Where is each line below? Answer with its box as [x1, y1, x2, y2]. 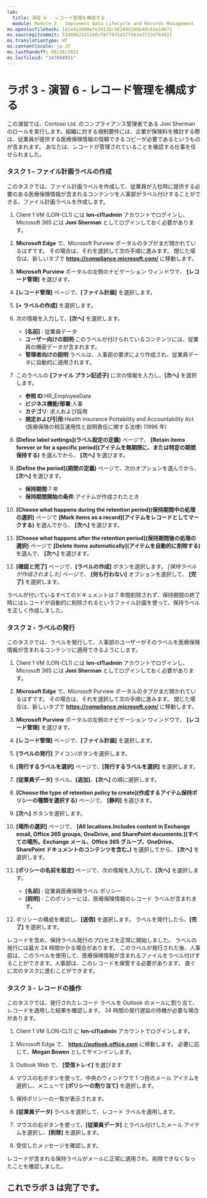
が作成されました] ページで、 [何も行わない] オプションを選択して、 [15, 570, 188, 577]
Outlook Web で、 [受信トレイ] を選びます [15, 1061, 122, 1069]
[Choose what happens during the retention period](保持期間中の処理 [15, 506, 196, 513]
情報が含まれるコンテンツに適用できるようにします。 [7, 646, 141, 654]
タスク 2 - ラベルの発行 [7, 623, 76, 632]
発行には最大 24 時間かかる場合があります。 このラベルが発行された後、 [7, 944, 190, 952]
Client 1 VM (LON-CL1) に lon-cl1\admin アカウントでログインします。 [15, 1027, 193, 1035]
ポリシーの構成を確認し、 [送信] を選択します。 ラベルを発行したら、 [15, 916, 190, 923]
